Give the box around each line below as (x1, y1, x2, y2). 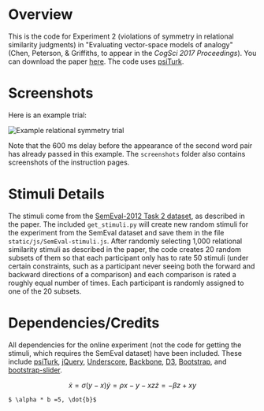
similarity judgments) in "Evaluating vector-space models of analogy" (8, 39, 234, 49)
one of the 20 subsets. (8, 286, 82, 296)
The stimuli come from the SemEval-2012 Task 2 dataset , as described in (8, 211, 246, 220)
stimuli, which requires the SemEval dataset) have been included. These (8, 348, 243, 357)
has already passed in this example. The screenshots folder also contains (8, 149, 246, 158)
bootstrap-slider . (8, 365, 63, 375)
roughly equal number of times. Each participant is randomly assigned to (8, 278, 244, 287)
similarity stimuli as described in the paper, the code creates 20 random (8, 244, 242, 254)
